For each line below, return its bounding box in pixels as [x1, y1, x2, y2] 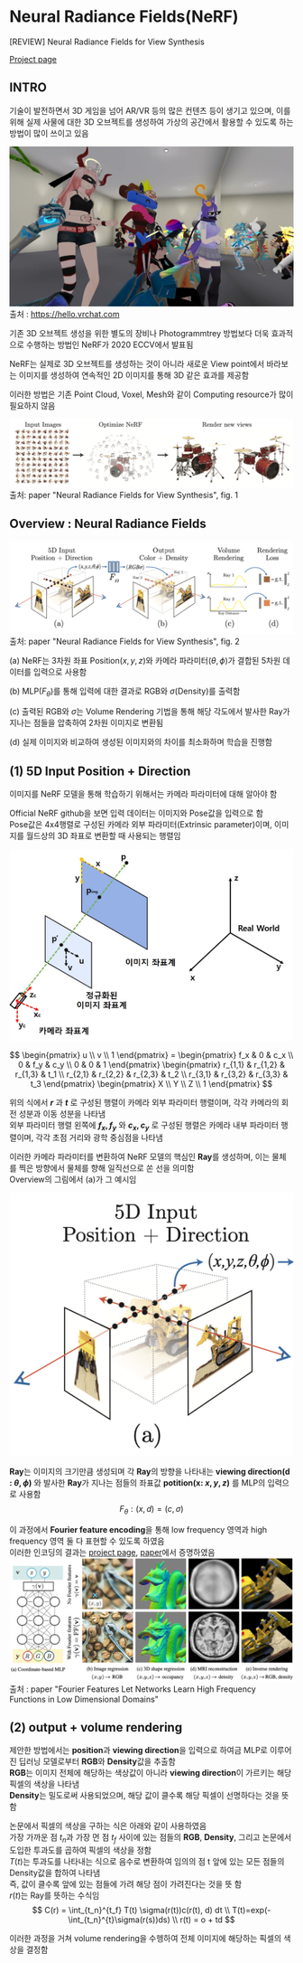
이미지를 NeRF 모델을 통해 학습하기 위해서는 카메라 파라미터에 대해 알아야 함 [9, 788, 278, 799]
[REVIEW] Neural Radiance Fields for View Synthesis [9, 36, 205, 47]
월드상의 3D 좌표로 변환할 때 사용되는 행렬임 [25, 830, 181, 842]
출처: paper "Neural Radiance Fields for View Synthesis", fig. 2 [9, 636, 241, 646]
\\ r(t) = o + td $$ [172, 1914, 236, 1925]
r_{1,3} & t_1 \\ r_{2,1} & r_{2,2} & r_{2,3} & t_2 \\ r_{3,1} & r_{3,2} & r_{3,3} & [14, 1069, 289, 1080]
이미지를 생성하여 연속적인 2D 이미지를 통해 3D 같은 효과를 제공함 [18, 370, 250, 381]
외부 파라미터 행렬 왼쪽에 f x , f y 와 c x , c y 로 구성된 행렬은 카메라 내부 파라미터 [9, 1119, 280, 1132]
